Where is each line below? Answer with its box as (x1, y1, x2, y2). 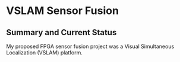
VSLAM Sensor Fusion (6, 4, 119, 18)
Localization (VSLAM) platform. (6, 49, 83, 56)
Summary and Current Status (6, 27, 117, 37)
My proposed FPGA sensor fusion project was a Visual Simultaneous (6, 43, 175, 50)
